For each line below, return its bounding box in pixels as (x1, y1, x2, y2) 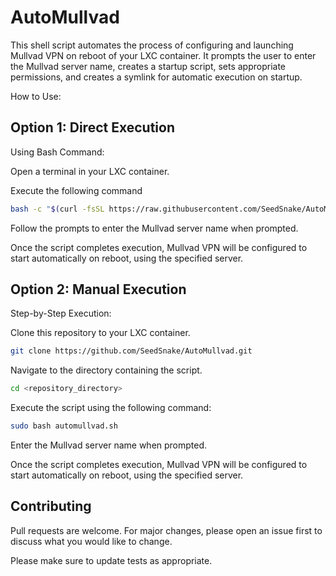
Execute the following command (10, 184, 143, 196)
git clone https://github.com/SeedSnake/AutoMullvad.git (10, 346, 253, 356)
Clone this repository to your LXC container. (10, 327, 191, 339)
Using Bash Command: (10, 146, 105, 158)
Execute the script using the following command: (10, 402, 212, 414)
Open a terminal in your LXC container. (10, 165, 170, 177)
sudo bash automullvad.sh (10, 421, 118, 431)
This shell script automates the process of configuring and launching (10, 39, 294, 51)
